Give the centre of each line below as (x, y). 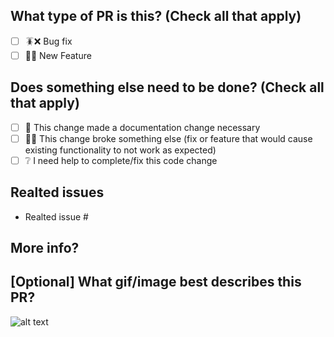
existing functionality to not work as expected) (120, 150)
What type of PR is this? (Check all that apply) (156, 16)
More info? (45, 248)
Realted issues (57, 192)
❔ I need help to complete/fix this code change (121, 160)
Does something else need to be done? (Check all (167, 87)
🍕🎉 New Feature (58, 55)
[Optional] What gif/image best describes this (156, 282)
